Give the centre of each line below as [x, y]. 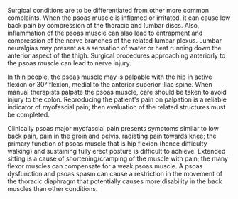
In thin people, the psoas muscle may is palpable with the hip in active [110, 77]
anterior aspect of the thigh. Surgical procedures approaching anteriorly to [117, 55]
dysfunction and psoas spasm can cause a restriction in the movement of [115, 174]
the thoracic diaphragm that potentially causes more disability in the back [115, 181]
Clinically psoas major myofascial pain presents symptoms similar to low [113, 128]
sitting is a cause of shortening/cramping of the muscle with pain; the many [118, 158]
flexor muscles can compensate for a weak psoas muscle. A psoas [105, 166]
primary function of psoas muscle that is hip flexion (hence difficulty [107, 144]
